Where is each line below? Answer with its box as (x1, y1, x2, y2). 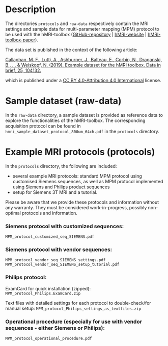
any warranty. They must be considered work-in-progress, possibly (5, 204, 147, 210)
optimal (5, 210, 21, 216)
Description (5, 4, 56, 15)
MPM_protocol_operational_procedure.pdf (5, 336, 93, 341)
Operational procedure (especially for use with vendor (5, 318, 143, 325)
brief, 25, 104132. (5, 67, 42, 73)
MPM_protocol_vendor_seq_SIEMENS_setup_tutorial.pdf (5, 262, 120, 267)
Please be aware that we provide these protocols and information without (5, 199, 159, 205)
